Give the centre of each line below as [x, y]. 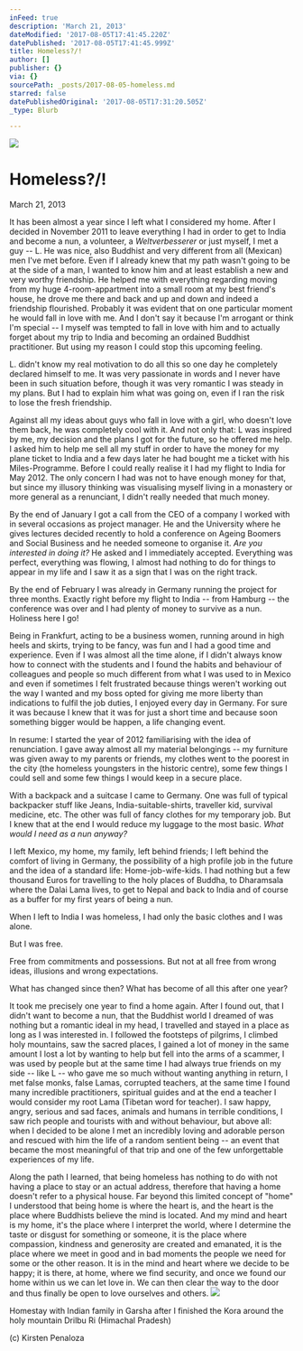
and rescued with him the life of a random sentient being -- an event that [144, 1141]
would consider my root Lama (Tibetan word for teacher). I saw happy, [140, 1102]
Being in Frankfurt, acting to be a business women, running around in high [147, 636]
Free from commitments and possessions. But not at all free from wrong [143, 962]
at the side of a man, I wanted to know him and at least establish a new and [149, 270]
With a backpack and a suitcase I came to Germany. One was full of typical [149, 796]
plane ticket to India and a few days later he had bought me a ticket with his [150, 459]
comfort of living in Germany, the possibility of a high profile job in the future [151, 861]
